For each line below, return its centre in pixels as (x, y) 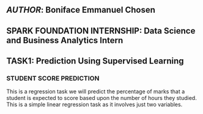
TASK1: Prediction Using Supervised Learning (95, 61)
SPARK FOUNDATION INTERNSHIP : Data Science (101, 31)
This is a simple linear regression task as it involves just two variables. (94, 105)
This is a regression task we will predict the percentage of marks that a (96, 91)
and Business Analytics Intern (65, 40)
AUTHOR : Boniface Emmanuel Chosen (81, 10)
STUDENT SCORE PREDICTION (53, 79)
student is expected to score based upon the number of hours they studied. (102, 98)
